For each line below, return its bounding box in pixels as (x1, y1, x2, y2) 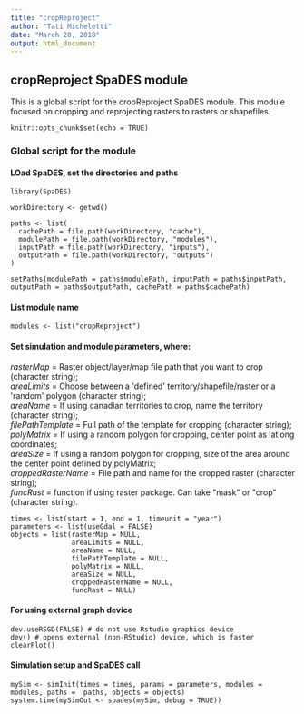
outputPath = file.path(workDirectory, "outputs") (18, 251, 214, 260)
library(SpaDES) (10, 187, 72, 196)
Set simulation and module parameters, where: (10, 341, 191, 352)
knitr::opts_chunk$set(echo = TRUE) (10, 124, 149, 133)
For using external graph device (10, 605, 133, 616)
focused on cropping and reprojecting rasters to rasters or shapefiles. (10, 106, 271, 117)
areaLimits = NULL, (71, 538, 145, 547)
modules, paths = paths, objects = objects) (10, 688, 185, 697)
